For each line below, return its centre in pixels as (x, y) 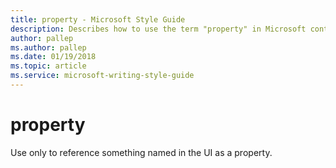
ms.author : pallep (48, 47)
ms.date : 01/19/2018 (53, 57)
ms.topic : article (48, 66)
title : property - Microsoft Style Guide (98, 19)
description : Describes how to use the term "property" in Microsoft (158, 29)
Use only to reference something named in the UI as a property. (141, 152)
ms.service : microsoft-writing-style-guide (102, 76)
